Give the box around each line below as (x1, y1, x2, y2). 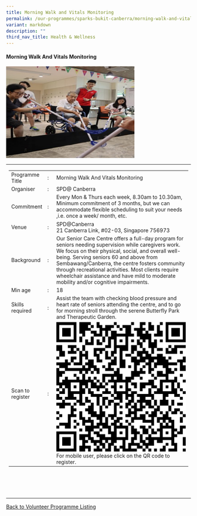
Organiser (11, 185, 35, 193)
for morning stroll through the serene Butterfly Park (56, 307, 180, 314)
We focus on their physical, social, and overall (56, 247, 167, 254)
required (11, 307, 32, 314)
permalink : (6, 15, 33, 22)
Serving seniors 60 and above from (72, 253, 158, 260)
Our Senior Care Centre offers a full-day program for (56, 235, 184, 242)
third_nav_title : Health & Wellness (6, 34, 96, 40)
